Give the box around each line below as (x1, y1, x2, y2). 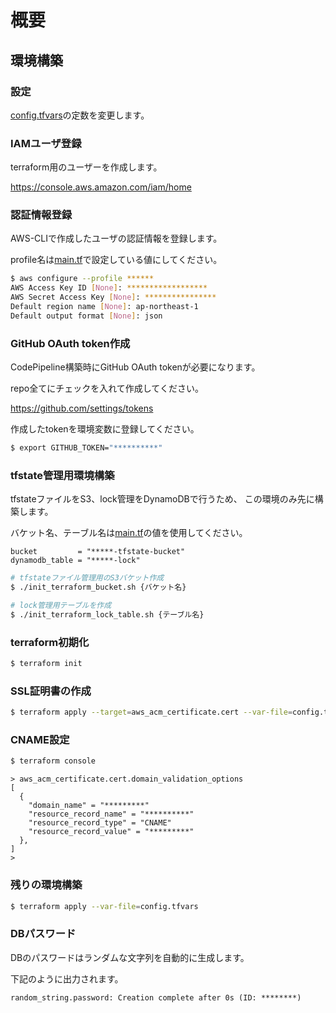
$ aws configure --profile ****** (10, 274, 155, 284)
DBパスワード (10, 927, 77, 941)
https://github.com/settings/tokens (10, 402, 154, 415)
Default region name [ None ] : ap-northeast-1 (10, 302, 199, 312)
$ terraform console (10, 756, 97, 766)
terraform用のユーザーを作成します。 (10, 161, 163, 173)
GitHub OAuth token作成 (10, 336, 131, 350)
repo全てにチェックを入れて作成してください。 (10, 382, 204, 395)
